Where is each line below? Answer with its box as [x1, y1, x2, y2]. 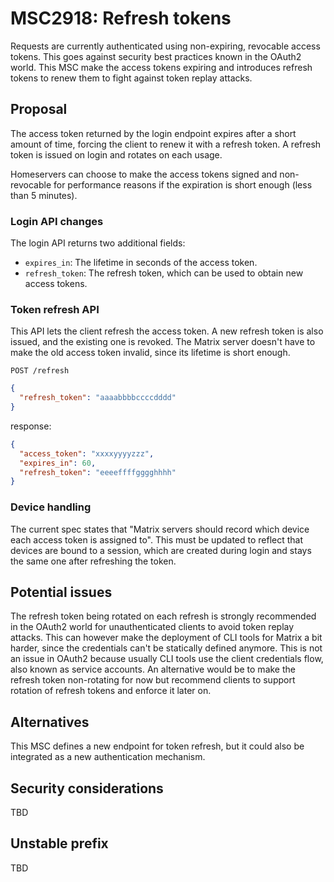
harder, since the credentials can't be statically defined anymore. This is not [10, 642, 323, 654]
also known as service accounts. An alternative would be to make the [10, 663, 296, 676]
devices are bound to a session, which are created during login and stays [10, 544, 312, 556]
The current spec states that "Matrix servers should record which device [10, 523, 310, 535]
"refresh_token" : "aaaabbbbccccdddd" [19, 393, 177, 403]
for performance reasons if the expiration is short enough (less [53, 178, 313, 191]
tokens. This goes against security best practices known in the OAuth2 [10, 50, 302, 62]
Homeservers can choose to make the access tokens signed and [10, 168, 278, 180]
